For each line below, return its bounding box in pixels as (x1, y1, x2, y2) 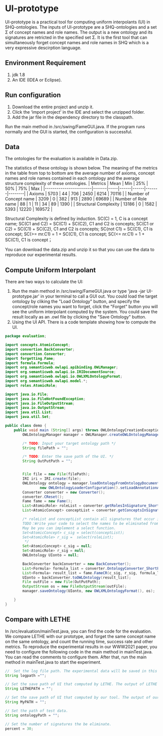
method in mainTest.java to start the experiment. (5, 659, 102, 665)
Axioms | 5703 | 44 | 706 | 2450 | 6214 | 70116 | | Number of (29, 191, 149, 197)
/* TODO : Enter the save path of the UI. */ (22, 454, 114, 459)
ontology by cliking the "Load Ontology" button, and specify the (12, 299, 140, 304)
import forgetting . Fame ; (5, 356, 55, 361)
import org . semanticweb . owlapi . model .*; (5, 379, 88, 384)
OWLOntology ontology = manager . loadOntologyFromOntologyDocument (22, 481, 160, 485)
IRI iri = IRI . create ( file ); (22, 476, 81, 481)
